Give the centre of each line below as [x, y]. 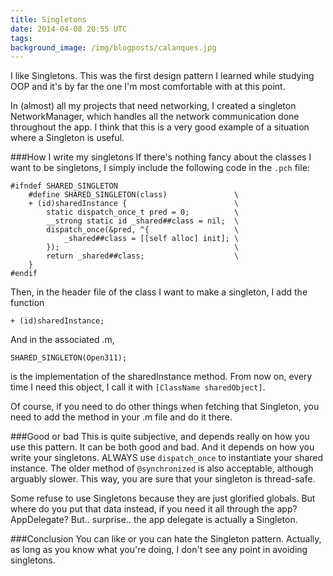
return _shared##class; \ [143, 256]
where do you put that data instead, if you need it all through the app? [154, 509]
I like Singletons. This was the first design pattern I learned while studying [162, 76]
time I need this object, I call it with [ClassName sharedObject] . [138, 387]
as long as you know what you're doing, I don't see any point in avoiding [159, 550]
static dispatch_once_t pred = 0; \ [143, 212]
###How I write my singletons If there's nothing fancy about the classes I [161, 157]
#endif [24, 274]
